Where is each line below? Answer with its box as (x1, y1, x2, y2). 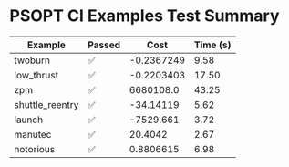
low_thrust (14, 68, 59, 81)
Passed (88, 38, 121, 51)
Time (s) (193, 38, 232, 51)
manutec (14, 128, 52, 141)
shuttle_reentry (14, 98, 79, 110)
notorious (14, 142, 56, 155)
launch (14, 113, 44, 126)
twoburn (14, 54, 50, 67)
